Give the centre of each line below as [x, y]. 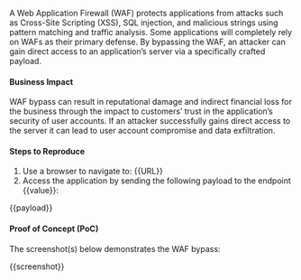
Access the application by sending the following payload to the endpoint [156, 181]
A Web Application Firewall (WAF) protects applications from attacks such [146, 13]
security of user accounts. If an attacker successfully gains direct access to [150, 121]
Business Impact [41, 81]
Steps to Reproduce [47, 151]
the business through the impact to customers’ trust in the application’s [141, 111]
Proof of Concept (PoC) [54, 229]
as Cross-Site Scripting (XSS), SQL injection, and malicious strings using [144, 23]
